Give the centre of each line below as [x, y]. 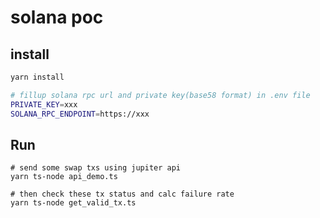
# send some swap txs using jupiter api [96, 168]
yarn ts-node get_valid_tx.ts [73, 203]
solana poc [57, 17]
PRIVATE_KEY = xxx [44, 104]
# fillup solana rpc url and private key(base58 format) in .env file [160, 95]
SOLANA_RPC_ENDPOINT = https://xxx [80, 114]
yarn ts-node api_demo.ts [64, 177]
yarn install [37, 77]
